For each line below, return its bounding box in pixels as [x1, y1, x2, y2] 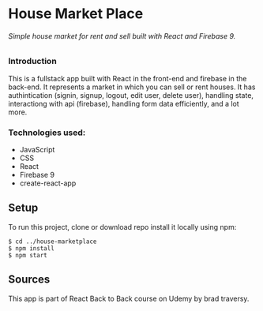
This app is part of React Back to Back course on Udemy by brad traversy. [8, 294, 250, 303]
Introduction [8, 56, 57, 67]
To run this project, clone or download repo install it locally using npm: [8, 222, 237, 231]
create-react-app [19, 178, 77, 188]
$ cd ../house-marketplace [8, 238, 97, 245]
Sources [8, 273, 51, 287]
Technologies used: [8, 127, 86, 138]
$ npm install [8, 244, 55, 253]
